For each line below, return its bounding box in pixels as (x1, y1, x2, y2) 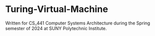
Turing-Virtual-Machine (5, 3, 108, 15)
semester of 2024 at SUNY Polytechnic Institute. (5, 25, 107, 31)
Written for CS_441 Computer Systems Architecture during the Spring (5, 20, 150, 26)
